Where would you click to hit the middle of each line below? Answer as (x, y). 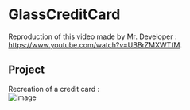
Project (27, 70)
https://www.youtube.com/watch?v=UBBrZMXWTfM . (95, 44)
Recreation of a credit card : (54, 89)
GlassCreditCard (64, 15)
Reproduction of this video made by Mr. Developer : (93, 36)
